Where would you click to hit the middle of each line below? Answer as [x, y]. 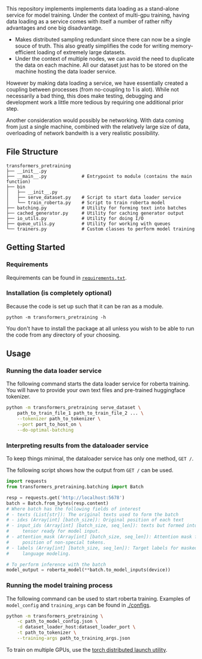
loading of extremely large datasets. [81, 52]
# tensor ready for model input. [54, 532]
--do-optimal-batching [45, 430]
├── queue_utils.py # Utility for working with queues [88, 224]
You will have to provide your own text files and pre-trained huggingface [96, 390]
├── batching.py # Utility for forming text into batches [96, 208]
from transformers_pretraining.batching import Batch [75, 487]
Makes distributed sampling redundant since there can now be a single [103, 39]
